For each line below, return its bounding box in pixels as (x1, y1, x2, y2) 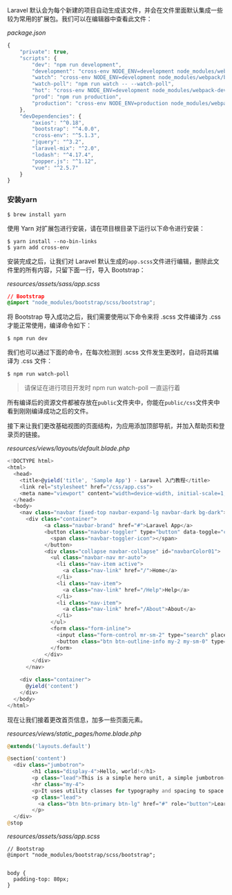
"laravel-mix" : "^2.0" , (32, 145, 100, 152)
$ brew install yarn (7, 211, 67, 218)
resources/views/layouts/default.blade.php (7, 444, 130, 452)
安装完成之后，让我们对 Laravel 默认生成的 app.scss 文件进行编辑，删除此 (7, 257, 214, 265)
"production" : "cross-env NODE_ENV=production (32, 100, 168, 107)
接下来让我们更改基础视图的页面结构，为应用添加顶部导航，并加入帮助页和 (7, 422, 219, 430)
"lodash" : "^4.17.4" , (32, 151, 95, 158)
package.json (7, 28, 46, 37)
